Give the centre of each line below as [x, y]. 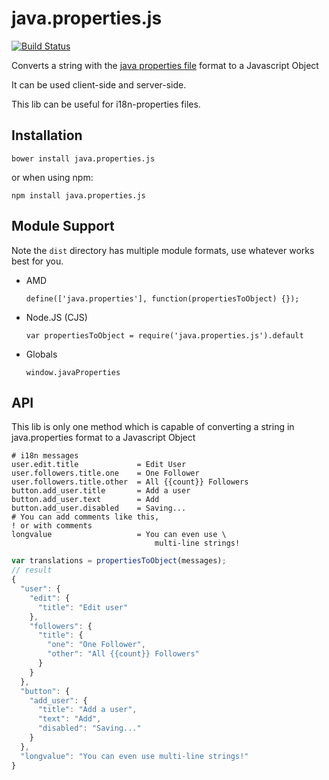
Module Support [63, 226]
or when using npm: [52, 177]
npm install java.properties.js [78, 195]
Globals [41, 354]
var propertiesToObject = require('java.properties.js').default [164, 335]
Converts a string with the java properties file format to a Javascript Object [165, 65]
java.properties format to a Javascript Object [103, 438]
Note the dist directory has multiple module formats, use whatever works [163, 250]
